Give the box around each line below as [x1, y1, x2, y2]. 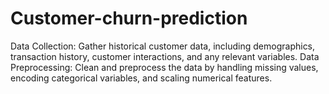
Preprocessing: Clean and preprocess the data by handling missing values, [10, 61, 319, 73]
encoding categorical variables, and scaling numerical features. [10, 72, 273, 84]
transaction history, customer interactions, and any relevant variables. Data [10, 50, 320, 62]
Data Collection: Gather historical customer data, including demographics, [10, 40, 316, 52]
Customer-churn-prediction [10, 7, 248, 30]
